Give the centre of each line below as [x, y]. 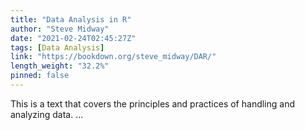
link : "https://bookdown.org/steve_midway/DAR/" [113, 57]
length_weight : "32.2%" [60, 66]
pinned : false [40, 76]
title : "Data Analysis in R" [71, 19]
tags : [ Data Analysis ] [57, 47]
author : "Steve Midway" [60, 29]
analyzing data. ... [47, 114]
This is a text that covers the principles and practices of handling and [153, 103]
